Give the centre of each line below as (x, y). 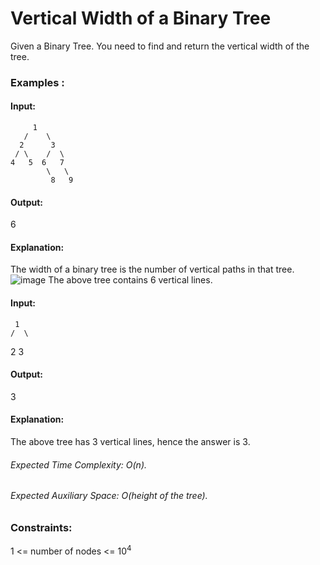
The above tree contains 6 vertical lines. (130, 280)
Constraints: (41, 527)
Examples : (37, 82)
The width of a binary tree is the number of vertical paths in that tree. (152, 269)
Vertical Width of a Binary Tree (141, 18)
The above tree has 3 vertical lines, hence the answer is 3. (130, 442)
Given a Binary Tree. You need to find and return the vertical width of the (160, 46)
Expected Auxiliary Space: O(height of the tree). (109, 496)
